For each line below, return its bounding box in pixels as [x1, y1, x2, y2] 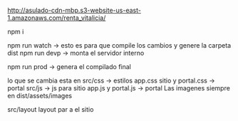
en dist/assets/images [7, 92, 73, 100]
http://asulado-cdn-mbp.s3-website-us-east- [7, 6, 141, 14]
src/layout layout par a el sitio [7, 105, 94, 113]
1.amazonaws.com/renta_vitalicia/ [7, 14, 106, 22]
